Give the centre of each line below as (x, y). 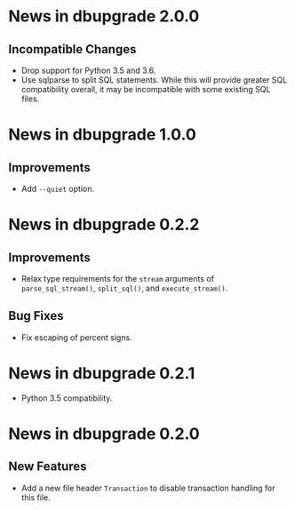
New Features (48, 467)
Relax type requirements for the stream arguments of (118, 279)
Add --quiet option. (58, 189)
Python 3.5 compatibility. (67, 398)
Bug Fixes (36, 316)
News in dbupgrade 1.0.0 (102, 135)
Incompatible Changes (72, 49)
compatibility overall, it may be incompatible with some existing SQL (146, 89)
